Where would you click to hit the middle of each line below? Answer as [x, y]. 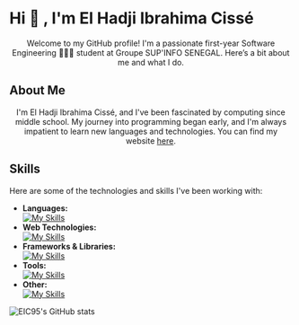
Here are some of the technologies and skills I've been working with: [136, 190]
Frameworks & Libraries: [69, 246]
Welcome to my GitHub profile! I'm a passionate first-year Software [151, 43]
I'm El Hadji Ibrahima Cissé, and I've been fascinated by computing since [151, 112]
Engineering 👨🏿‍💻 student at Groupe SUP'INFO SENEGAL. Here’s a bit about [151, 52]
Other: [35, 284]
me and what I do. [151, 62]
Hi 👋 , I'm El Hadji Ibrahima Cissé [132, 18]
